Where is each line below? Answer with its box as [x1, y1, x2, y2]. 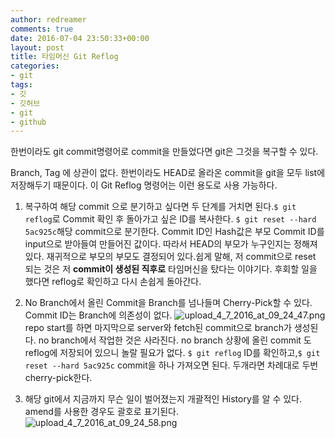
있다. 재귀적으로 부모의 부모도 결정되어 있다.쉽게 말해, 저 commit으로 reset [24, 251, 317, 263]
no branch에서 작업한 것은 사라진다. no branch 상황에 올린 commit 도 [38, 334, 312, 346]
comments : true [10, 24, 74, 34]
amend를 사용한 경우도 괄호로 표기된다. [24, 406, 180, 418]
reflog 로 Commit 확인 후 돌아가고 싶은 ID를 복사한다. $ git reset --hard [24, 213, 317, 225]
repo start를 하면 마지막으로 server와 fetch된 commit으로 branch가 [24, 322, 292, 334]
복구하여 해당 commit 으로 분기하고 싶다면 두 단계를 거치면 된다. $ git [24, 201, 297, 213]
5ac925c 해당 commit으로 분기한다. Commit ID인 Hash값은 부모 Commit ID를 [24, 226, 325, 238]
